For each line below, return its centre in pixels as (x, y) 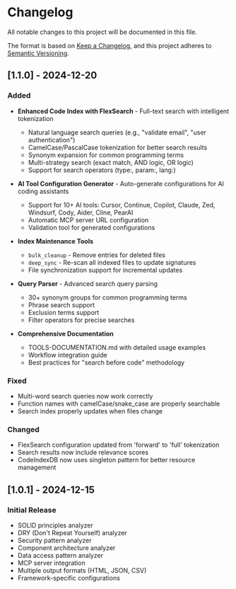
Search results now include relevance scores (83, 452)
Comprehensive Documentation (66, 333)
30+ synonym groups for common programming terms (107, 297)
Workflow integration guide (67, 355)
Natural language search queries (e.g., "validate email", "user (117, 132)
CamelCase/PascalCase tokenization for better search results (118, 147)
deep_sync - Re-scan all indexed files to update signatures (112, 262)
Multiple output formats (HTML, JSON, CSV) (82, 570)
